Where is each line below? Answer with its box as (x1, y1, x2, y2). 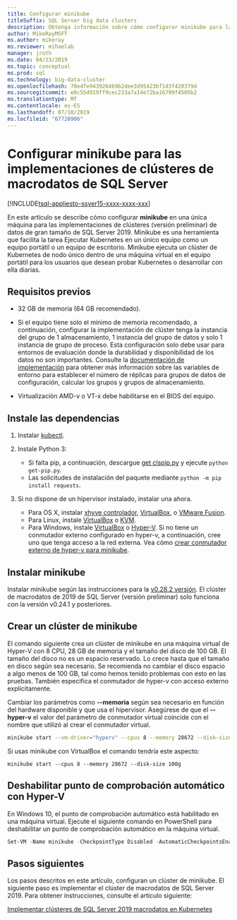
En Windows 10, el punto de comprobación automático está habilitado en (7, 809, 219, 818)
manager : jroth (7, 50, 52, 57)
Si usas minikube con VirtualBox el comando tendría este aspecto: (7, 746, 200, 755)
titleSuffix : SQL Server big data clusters (7, 17, 138, 24)
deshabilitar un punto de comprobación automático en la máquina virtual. (7, 824, 220, 833)
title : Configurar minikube (7, 10, 90, 18)
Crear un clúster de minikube (7, 621, 138, 633)
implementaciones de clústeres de (7, 160, 214, 177)
